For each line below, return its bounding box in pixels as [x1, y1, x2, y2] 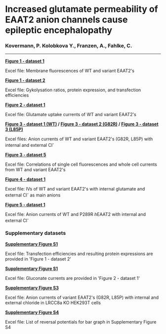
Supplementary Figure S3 [5, 284, 59, 291]
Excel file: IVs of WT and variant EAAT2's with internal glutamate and [5, 186, 145, 192]
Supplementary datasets [5, 230, 66, 237]
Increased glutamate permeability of [5, 3, 158, 15]
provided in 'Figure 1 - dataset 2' [5, 256, 72, 262]
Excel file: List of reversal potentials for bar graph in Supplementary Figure [5, 319, 157, 325]
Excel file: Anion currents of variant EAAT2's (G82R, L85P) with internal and [5, 294, 159, 300]
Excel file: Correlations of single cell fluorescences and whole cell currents [5, 161, 157, 167]
